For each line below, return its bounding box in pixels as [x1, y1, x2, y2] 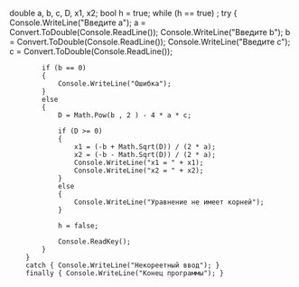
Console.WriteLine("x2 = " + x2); [73, 166, 204, 175]
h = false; [57, 221, 99, 230]
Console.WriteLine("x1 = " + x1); [73, 158, 204, 167]
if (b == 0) [42, 63, 88, 72]
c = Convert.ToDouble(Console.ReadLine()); [9, 46, 173, 57]
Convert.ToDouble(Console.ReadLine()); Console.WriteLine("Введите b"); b [9, 27, 291, 37]
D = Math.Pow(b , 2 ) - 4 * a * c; [57, 111, 192, 120]
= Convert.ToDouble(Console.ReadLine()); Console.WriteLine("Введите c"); [9, 36, 291, 47]
